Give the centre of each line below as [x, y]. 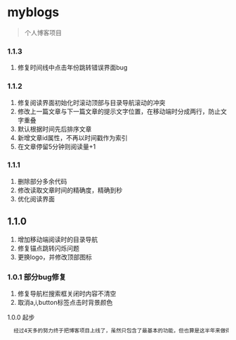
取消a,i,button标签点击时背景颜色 [65, 302]
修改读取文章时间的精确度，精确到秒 [70, 190]
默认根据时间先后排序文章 [54, 129]
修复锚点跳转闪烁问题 [48, 248]
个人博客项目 [43, 32]
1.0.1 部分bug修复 [37, 277]
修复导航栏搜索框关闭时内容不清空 [67, 294]
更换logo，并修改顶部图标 [55, 257]
